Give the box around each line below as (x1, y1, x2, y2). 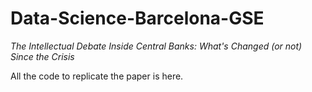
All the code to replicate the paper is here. (10, 70, 184, 82)
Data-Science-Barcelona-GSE (10, 7, 265, 30)
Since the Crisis (10, 50, 75, 62)
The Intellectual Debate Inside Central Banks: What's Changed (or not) (10, 40, 303, 52)
